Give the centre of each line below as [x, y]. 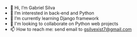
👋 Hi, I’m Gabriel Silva [32, 8]
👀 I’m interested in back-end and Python [52, 13]
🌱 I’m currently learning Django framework [54, 18]
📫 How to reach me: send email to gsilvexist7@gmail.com [71, 29]
